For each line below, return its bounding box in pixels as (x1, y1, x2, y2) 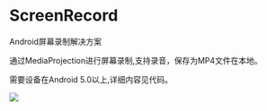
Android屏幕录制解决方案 (9, 36, 102, 47)
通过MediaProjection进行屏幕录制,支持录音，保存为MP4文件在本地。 (9, 55, 263, 65)
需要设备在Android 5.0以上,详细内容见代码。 (9, 73, 174, 85)
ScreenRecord (9, 5, 119, 26)
